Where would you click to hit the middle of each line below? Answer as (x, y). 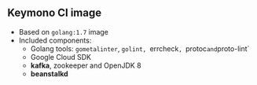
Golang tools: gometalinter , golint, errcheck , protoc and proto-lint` (140, 48)
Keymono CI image (55, 13)
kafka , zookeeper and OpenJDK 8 (86, 65)
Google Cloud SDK (61, 57)
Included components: (55, 40)
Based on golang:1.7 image (64, 31)
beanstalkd (49, 73)
